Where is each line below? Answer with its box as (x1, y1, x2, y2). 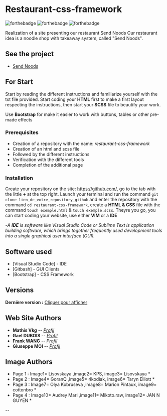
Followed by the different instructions (12, 151, 90, 157)
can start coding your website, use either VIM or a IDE (5, 212, 117, 219)
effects (18, 116, 33, 122)
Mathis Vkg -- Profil (12, 327, 55, 333)
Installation (5, 174, 34, 181)
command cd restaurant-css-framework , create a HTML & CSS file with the (5, 202, 160, 208)
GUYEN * (12, 397, 32, 403)
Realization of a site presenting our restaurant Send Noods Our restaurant (5, 30, 157, 36)
